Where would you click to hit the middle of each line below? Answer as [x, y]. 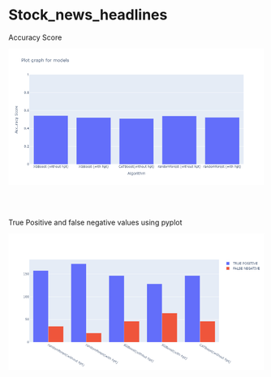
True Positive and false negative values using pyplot [95, 223]
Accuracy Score [35, 37]
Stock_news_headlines [88, 15]
